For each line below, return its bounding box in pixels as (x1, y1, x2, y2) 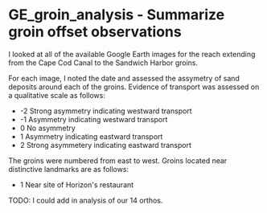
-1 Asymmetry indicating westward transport (19, 114, 168, 124)
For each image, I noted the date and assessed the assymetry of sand (8, 73, 240, 83)
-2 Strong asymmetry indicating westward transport (19, 106, 192, 116)
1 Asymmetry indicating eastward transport (19, 131, 163, 141)
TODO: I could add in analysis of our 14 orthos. (8, 195, 163, 205)
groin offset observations (8, 23, 183, 41)
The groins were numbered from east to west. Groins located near (8, 155, 228, 166)
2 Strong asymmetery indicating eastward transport (19, 140, 191, 150)
